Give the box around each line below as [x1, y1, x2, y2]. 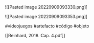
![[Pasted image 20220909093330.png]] [5, 4, 88, 10]
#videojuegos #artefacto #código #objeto [5, 23, 90, 29]
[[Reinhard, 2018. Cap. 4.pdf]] [5, 33, 65, 38]
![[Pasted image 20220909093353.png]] [5, 14, 88, 19]
